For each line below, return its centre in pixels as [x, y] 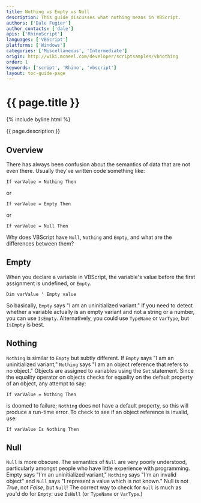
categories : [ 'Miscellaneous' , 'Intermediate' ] [67, 51]
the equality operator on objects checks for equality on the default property [100, 377]
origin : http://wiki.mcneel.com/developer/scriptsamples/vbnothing [92, 56]
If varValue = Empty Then [38, 204]
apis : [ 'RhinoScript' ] [34, 34]
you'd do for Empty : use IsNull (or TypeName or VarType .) [74, 494]
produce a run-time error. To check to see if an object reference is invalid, [97, 412]
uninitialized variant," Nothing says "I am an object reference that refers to [97, 364]
